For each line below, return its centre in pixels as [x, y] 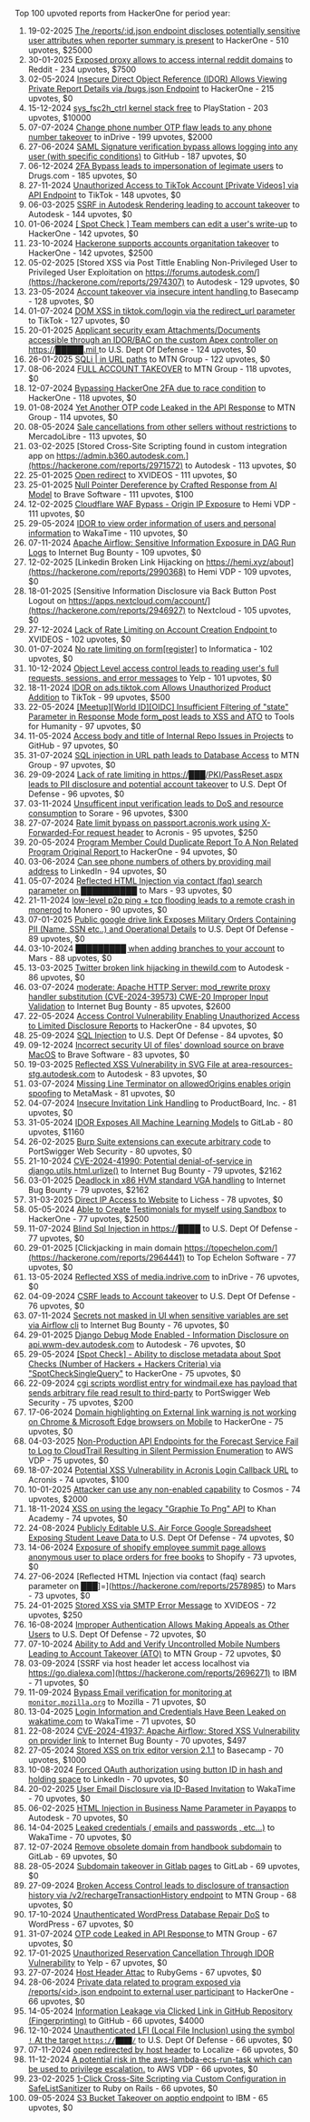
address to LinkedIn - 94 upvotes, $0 [97, 871]
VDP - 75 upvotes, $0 [68, 1460]
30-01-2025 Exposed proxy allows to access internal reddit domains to [160, 60]
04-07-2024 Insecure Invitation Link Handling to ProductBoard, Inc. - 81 [162, 1103]
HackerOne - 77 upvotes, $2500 [88, 1219]
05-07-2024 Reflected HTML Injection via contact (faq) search [145, 881]
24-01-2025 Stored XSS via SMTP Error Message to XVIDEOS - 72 [152, 1605]
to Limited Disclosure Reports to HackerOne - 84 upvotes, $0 [142, 1026]
